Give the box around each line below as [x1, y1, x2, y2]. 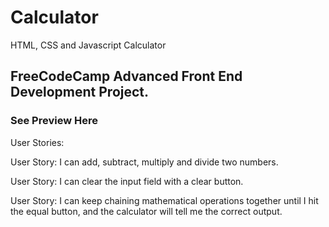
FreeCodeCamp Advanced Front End [10, 68, 243, 85]
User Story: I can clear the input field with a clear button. [10, 175, 244, 187]
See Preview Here [10, 114, 98, 128]
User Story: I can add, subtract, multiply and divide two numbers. [10, 156, 279, 168]
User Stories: [10, 136, 65, 148]
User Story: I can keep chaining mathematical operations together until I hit [10, 194, 319, 206]
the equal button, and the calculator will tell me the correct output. [10, 205, 283, 217]
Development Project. [10, 84, 150, 101]
